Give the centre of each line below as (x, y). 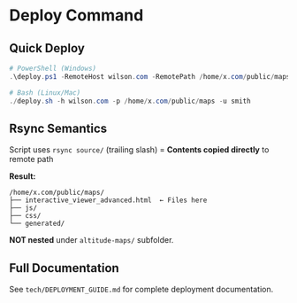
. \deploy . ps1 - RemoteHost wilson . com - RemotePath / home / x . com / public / (142, 76)
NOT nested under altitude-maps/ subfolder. (91, 240)
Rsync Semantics (58, 128)
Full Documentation (64, 268)
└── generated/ (37, 224)
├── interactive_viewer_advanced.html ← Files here (108, 200)
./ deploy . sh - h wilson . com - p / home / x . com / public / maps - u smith (130, 101)
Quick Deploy (47, 48)
